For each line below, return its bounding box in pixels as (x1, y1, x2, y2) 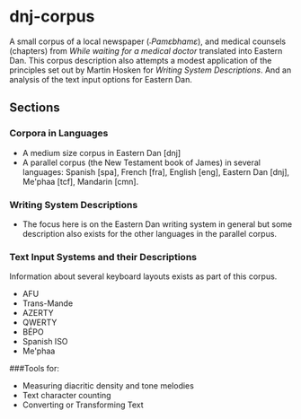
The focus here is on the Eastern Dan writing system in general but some (22, 218, 293, 230)
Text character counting (22, 390, 111, 401)
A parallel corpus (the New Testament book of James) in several (22, 157, 261, 168)
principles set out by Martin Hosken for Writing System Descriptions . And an (9, 65, 292, 75)
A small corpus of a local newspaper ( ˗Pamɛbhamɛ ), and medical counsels (9, 36, 286, 47)
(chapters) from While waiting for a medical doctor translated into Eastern (9, 45, 283, 56)
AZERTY (22, 308, 54, 319)
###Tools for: (9, 363, 60, 374)
